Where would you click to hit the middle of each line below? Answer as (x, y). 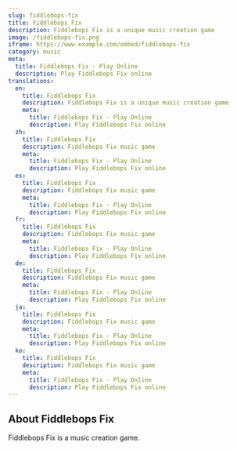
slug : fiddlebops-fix (43, 15)
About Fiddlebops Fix (61, 419)
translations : (31, 81)
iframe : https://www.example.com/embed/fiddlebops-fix (99, 45)
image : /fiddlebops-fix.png (54, 37)
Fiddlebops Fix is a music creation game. (74, 438)
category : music (34, 52)
